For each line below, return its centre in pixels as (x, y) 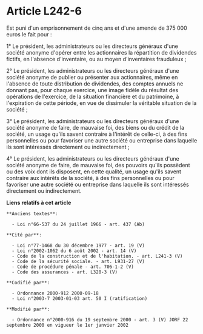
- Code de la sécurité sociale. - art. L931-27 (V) (78, 261)
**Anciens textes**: (32, 213)
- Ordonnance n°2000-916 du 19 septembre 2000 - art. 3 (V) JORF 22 (100, 319)
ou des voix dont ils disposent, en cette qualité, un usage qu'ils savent (94, 172)
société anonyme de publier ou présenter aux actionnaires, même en (92, 77)
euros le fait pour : (29, 34)
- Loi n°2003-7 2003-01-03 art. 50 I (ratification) (80, 298)
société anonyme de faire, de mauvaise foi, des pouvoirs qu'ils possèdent (98, 165)
